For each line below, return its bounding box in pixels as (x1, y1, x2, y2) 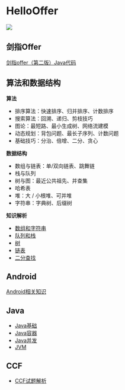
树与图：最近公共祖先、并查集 (14, 177, 88, 184)
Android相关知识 (6, 288, 46, 295)
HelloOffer (6, 4, 59, 18)
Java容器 (14, 330, 37, 337)
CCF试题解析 (14, 378, 47, 384)
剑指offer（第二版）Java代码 (6, 59, 76, 66)
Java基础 (14, 322, 37, 330)
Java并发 (14, 337, 37, 344)
